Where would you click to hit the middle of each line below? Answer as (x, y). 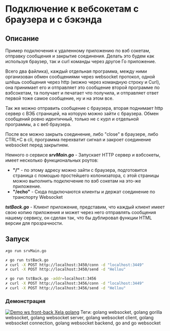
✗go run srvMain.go (26, 251)
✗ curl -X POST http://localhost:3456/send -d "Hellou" (65, 288)
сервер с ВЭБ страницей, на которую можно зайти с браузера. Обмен (82, 113)
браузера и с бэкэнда (54, 20)
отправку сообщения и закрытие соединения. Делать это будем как (80, 56)
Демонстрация (25, 301)
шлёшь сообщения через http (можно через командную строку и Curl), (83, 82)
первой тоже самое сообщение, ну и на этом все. (60, 98)
